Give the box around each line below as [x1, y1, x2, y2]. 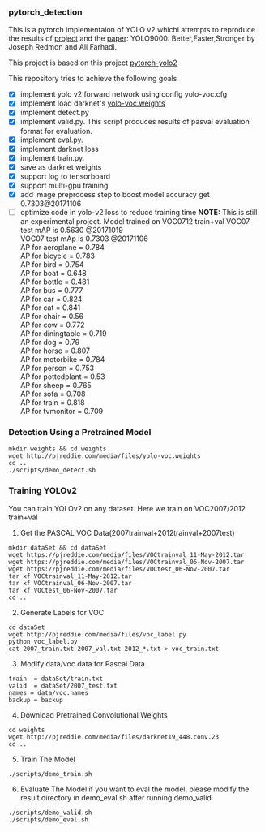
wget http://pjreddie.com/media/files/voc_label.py [8, 630, 186, 639]
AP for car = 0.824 [19, 295, 83, 304]
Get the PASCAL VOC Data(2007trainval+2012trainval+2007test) [19, 528, 235, 537]
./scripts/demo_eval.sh [8, 815, 89, 824]
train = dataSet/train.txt [8, 675, 104, 683]
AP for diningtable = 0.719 [19, 329, 107, 338]
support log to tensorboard [19, 171, 111, 181]
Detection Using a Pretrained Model [8, 426, 152, 438]
